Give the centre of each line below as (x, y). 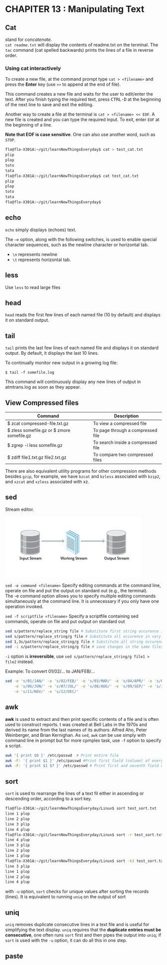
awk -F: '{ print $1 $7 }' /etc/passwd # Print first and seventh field (82, 766)
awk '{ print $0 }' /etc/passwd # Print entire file (62, 755)
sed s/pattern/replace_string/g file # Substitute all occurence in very (83, 636)
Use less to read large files (33, 287)
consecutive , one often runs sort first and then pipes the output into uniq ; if (83, 935)
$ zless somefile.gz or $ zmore (39, 430)
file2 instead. (19, 662)
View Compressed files (42, 403)
